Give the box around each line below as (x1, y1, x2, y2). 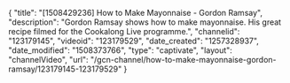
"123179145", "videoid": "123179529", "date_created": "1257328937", (8, 35, 259, 46)
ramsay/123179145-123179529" (8, 64, 122, 74)
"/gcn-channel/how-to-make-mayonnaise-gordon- (90, 55, 277, 64)
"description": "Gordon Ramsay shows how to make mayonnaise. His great (8, 17, 281, 27)
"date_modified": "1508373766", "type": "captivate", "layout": (8, 45, 232, 56)
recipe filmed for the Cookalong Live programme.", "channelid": (8, 26, 240, 36)
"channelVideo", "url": (8, 55, 90, 64)
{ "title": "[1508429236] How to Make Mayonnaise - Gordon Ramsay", (8, 8, 263, 18)
